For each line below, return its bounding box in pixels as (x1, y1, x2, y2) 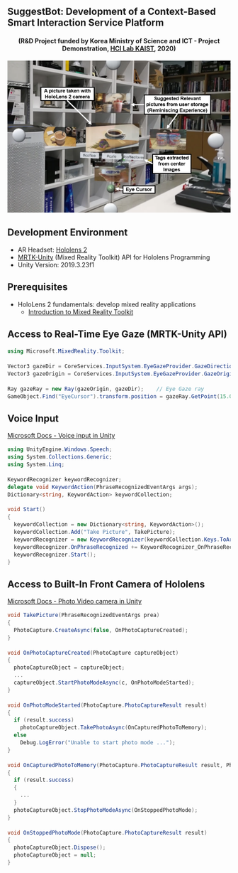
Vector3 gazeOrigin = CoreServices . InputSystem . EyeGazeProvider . (7, 370, 204, 377)
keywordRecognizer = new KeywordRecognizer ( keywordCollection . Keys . (13, 536, 220, 543)
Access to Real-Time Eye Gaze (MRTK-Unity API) (7, 328, 228, 341)
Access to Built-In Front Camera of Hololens (7, 578, 205, 590)
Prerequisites (7, 281, 68, 294)
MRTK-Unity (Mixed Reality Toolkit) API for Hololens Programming (17, 252, 210, 262)
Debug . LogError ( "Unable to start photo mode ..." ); (20, 739, 176, 746)
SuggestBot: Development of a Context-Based (7, 6, 216, 18)
